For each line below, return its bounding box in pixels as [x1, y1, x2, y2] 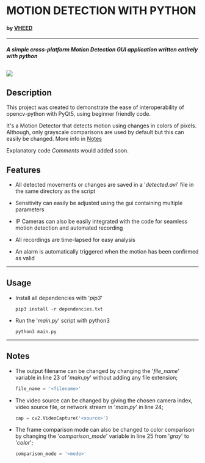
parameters [15, 206, 45, 213]
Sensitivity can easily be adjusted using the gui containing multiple [15, 200, 183, 206]
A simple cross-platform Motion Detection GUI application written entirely [6, 45, 198, 53]
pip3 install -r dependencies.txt [15, 306, 103, 312]
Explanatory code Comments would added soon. [6, 147, 129, 154]
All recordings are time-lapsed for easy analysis [15, 236, 135, 243]
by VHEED [6, 24, 33, 31]
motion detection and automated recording [15, 224, 123, 231]
